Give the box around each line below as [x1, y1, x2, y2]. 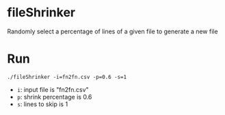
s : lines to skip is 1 [16, 100, 68, 108]
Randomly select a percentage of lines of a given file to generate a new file [7, 27, 218, 35]
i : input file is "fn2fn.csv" [16, 85, 89, 93]
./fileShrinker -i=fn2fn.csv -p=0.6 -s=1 [7, 73, 127, 80]
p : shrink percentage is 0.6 [16, 93, 92, 101]
